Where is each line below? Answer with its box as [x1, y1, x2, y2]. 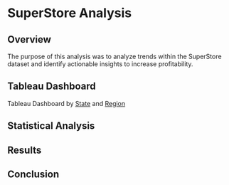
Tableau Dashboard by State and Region [7, 99, 126, 107]
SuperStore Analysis [7, 5, 132, 21]
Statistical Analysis [7, 120, 95, 132]
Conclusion [7, 168, 60, 180]
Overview [7, 33, 52, 46]
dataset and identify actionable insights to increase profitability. [7, 60, 193, 68]
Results [7, 144, 42, 156]
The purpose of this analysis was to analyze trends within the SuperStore [7, 52, 222, 60]
